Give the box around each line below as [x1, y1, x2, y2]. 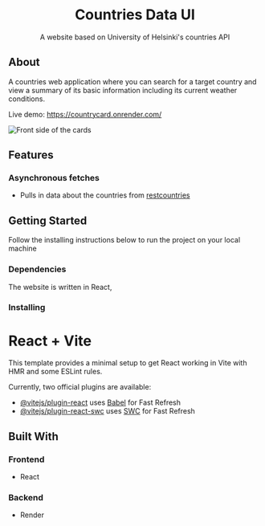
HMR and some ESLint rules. [8, 367, 103, 377]
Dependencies [8, 263, 67, 275]
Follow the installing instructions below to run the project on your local [8, 235, 241, 245]
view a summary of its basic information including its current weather [8, 85, 238, 95]
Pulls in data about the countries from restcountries [19, 190, 190, 200]
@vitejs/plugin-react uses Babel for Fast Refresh [19, 398, 181, 407]
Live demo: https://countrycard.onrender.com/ [8, 109, 162, 119]
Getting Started [8, 214, 88, 227]
